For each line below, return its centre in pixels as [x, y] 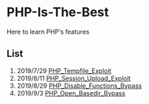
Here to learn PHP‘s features [48, 32]
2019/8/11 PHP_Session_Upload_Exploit [74, 78]
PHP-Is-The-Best [58, 12]
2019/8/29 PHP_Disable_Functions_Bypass [79, 86]
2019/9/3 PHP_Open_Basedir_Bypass [71, 93]
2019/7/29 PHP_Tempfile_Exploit [64, 70]
